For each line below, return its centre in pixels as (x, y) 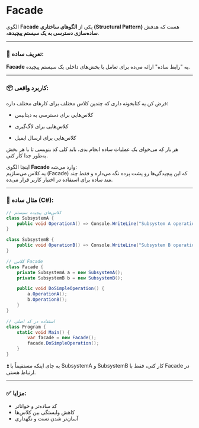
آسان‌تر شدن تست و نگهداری (46, 419)
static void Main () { (43, 332)
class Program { (26, 327)
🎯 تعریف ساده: (25, 54)
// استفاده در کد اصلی (31, 321)
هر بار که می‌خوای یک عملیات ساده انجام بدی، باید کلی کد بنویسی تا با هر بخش (92, 149)
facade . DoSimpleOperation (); (63, 343)
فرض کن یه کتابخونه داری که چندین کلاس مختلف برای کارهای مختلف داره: (87, 103)
